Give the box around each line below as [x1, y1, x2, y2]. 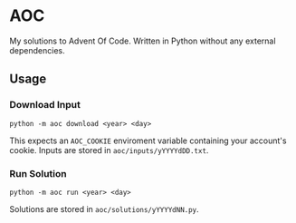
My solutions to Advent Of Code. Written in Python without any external [9, 35, 276, 46]
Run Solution [9, 167, 67, 179]
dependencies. [9, 44, 65, 55]
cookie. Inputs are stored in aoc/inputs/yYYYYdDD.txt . [9, 144, 209, 155]
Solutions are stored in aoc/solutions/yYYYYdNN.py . [9, 203, 199, 214]
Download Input [9, 99, 81, 111]
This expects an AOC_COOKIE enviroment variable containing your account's [9, 135, 287, 146]
